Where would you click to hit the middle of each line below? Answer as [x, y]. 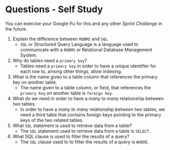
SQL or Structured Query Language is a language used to [79, 44]
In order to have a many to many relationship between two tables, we [93, 109]
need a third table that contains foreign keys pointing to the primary [91, 115]
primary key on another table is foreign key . [66, 93]
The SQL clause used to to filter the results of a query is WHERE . [84, 142]
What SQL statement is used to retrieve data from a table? [72, 126]
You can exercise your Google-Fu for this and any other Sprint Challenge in [84, 23]
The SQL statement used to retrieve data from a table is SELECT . [85, 131]
